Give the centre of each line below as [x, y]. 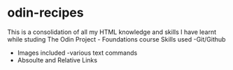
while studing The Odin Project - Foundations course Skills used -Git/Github [116, 39]
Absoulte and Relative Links [57, 60]
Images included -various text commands [77, 53]
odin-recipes [45, 13]
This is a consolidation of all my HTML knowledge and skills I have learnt [112, 32]
